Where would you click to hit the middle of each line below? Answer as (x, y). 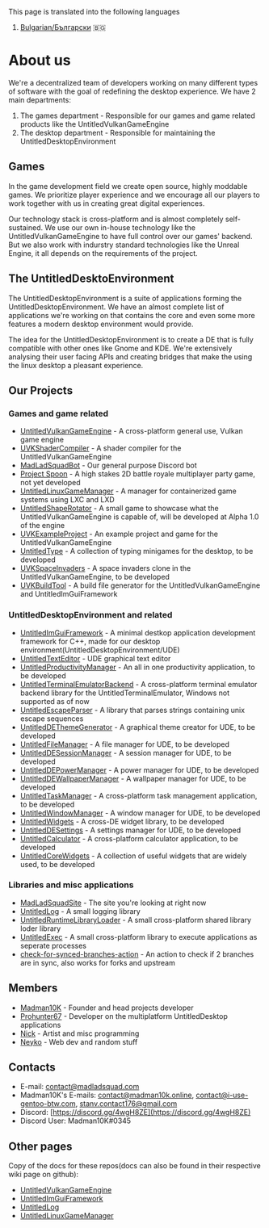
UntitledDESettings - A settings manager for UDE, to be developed (130, 830)
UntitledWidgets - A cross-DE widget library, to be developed (122, 821)
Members (33, 988)
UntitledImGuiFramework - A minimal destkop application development (138, 632)
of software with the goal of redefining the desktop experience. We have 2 (132, 91)
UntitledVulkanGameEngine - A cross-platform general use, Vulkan (132, 431)
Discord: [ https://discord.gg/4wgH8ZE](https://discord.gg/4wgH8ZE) (135, 1113)
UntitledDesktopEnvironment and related (90, 615)
